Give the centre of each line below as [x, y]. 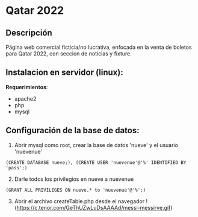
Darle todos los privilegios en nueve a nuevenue [74, 179]
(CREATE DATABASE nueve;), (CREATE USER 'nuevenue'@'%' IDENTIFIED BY [96, 162]
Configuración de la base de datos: [73, 131]
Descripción [29, 33]
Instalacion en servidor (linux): [65, 73]
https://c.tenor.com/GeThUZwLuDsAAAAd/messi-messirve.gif [94, 207]
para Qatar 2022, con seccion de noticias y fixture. [69, 54]
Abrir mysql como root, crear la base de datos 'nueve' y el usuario [96, 145]
